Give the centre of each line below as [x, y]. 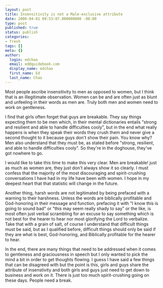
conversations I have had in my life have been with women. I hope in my [77, 178]
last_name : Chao [26, 78]
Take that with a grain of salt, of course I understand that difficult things [77, 224]
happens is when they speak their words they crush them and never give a [80, 132]
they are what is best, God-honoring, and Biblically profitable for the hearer [80, 234]
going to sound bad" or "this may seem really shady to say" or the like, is [78, 208]
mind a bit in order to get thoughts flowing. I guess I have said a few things [80, 259]
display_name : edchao [31, 69]
